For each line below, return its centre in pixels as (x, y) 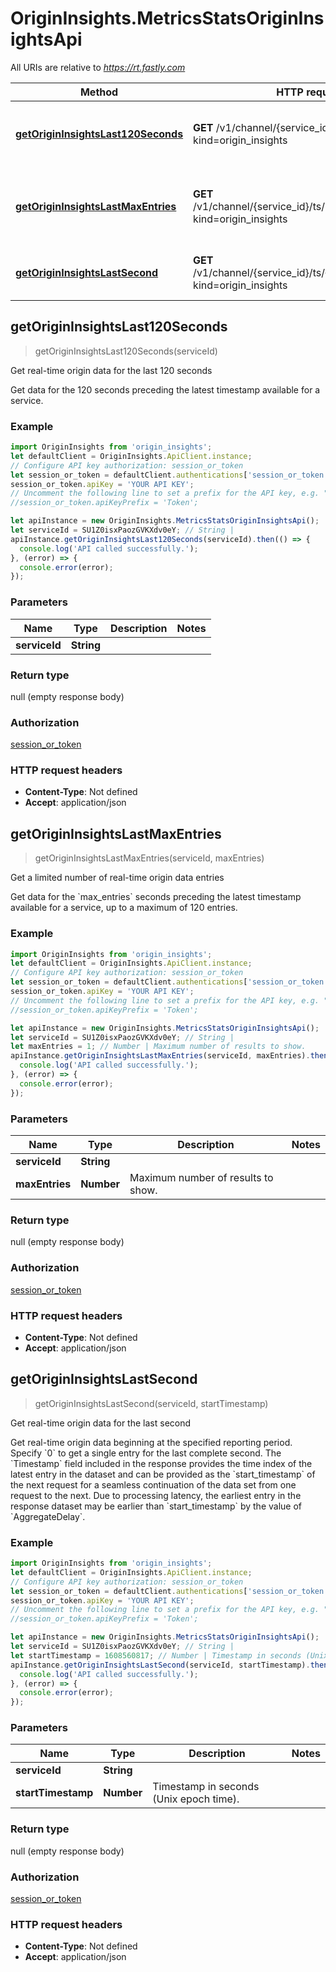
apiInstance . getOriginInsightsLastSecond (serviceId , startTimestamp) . (160, 1665)
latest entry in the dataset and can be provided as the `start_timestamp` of (163, 1474)
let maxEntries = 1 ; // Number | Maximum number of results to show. (158, 1047)
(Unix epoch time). (196, 1799)
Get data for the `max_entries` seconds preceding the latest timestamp (156, 897)
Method (99, 92)
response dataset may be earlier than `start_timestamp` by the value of (156, 1506)
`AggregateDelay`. (48, 1516)
